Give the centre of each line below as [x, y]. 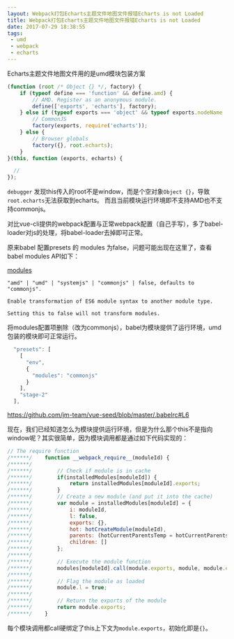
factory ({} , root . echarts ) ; [73, 145]
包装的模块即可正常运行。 [44, 336]
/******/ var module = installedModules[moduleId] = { [99, 503]
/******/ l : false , [53, 516]
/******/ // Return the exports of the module [87, 601]
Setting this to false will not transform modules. [84, 314]
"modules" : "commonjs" [65, 375]
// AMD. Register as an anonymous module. [95, 100]
